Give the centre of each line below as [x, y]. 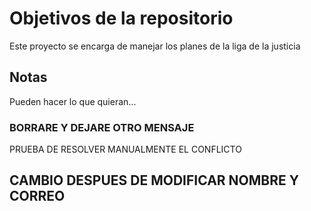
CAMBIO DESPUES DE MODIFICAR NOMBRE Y [154, 180]
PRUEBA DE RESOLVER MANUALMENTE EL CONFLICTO [125, 149]
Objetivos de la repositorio [121, 18]
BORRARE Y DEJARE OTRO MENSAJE [102, 127]
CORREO [37, 196]
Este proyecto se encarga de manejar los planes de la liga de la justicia [155, 46]
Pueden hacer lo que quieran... [73, 101]
